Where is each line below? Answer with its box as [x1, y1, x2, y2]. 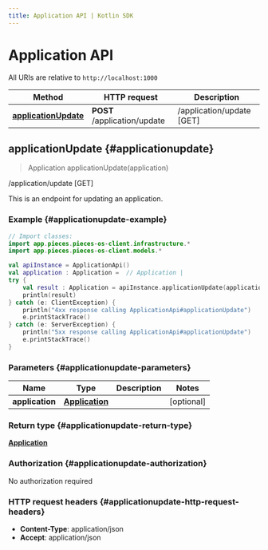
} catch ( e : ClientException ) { [8, 299, 116, 307]
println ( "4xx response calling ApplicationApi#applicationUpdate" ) [22, 306, 251, 314]
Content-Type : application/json [19, 524, 124, 533]
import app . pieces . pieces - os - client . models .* [8, 247, 162, 255]
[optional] [169, 396, 206, 407]
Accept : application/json [19, 532, 101, 542]
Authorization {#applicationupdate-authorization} [8, 458, 207, 469]
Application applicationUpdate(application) [27, 163, 169, 172]
